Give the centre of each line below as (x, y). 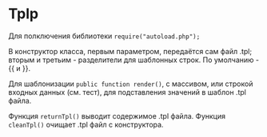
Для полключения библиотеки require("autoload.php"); (104, 36)
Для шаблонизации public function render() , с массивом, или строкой (131, 84)
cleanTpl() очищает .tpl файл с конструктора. (86, 124)
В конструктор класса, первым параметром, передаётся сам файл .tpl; (130, 51)
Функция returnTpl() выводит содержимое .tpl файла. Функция (117, 115)
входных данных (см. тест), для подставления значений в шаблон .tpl (127, 92)
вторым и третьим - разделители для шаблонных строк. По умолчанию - (134, 60)
